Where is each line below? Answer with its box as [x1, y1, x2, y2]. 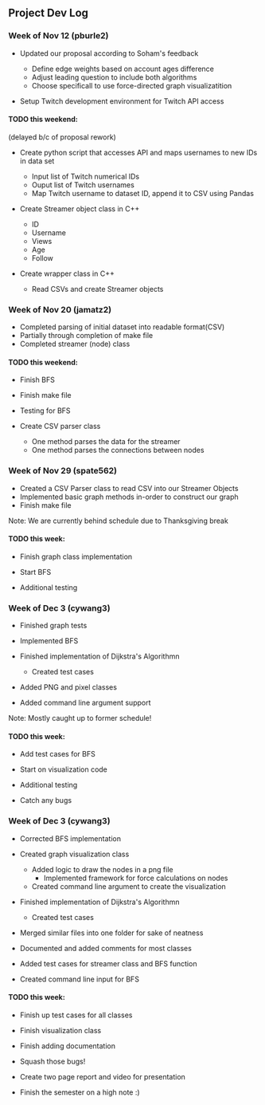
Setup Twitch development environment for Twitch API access [19, 96, 224, 106]
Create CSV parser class [19, 422, 101, 431]
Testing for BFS [19, 406, 71, 415]
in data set [19, 155, 55, 166]
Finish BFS [19, 375, 56, 385]
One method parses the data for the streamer [31, 437, 181, 446]
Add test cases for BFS [19, 749, 95, 759]
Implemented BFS [19, 636, 79, 646]
